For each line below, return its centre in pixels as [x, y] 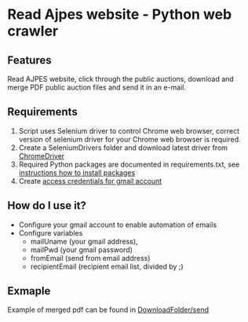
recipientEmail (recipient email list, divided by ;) [107, 266]
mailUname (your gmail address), [84, 241]
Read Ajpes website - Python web [120, 15]
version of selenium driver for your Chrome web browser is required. [129, 139]
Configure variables [51, 232]
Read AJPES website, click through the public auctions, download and [121, 79]
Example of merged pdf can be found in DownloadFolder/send [108, 310]
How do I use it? [47, 206]
